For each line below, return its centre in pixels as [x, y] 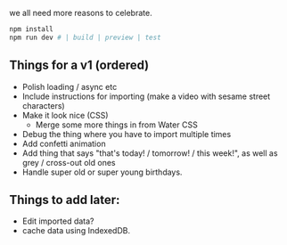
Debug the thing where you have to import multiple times [127, 134]
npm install [31, 29]
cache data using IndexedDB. [76, 231]
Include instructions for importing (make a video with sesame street [146, 96]
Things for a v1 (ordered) [79, 65]
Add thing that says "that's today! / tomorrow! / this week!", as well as [150, 153]
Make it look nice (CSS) [65, 115]
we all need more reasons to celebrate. [81, 13]
